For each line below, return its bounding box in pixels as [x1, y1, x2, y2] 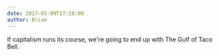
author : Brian [7, 16, 48, 23]
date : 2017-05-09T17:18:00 [7, 10, 84, 17]
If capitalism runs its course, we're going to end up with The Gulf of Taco [7, 35, 213, 43]
